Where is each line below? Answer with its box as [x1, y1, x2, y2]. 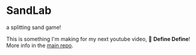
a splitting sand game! [6, 24, 62, 31]
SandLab [6, 4, 52, 18]
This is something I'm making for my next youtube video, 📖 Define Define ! [6, 35, 191, 42]
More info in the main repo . [6, 42, 74, 49]
